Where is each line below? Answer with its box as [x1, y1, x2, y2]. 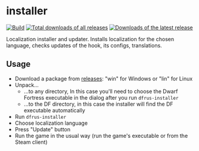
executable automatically [23, 106, 85, 114]
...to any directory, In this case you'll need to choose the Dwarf [23, 88, 178, 95]
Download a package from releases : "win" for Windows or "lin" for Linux [14, 75, 193, 82]
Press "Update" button [14, 125, 70, 132]
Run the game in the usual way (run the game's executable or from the [14, 132, 188, 139]
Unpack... [14, 81, 39, 88]
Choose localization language [14, 119, 88, 127]
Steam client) [14, 138, 48, 146]
